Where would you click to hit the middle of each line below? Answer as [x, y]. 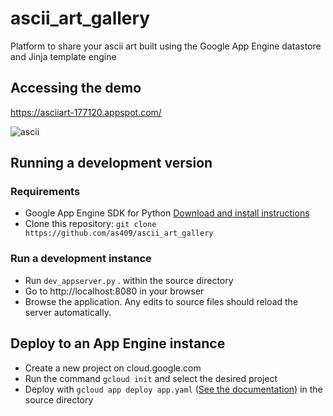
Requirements [45, 192]
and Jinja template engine [63, 56]
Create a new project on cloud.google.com [113, 368]
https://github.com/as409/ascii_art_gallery [119, 233]
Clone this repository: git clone [90, 224]
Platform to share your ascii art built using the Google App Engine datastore [166, 46]
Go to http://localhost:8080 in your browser [114, 291]
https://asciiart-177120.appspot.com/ [86, 112]
